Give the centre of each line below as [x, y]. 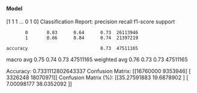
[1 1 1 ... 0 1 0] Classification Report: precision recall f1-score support [91, 22]
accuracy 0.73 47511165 [72, 49]
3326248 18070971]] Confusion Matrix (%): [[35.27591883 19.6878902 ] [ [97, 77]
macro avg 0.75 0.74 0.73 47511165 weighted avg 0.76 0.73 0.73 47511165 [97, 59]
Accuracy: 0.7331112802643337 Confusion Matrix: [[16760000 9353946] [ [98, 71]
